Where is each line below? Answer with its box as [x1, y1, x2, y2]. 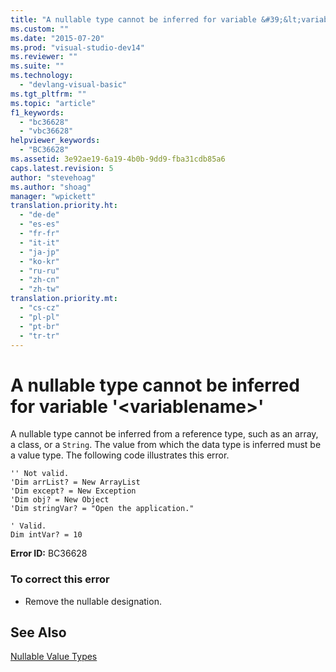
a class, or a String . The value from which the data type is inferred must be [10, 439, 322, 451]
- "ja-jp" [19, 247, 60, 257]
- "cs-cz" [19, 303, 60, 313]
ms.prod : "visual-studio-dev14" [10, 42, 145, 53]
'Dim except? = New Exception [10, 486, 137, 496]
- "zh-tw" [19, 284, 60, 295]
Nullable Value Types [10, 651, 98, 663]
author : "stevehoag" [10, 172, 97, 183]
